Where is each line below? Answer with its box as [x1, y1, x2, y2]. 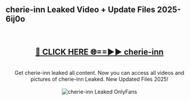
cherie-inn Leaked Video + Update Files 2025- [5, 5, 181, 15]
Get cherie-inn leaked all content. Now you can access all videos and [14, 69, 185, 76]
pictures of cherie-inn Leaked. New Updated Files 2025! [30, 75, 169, 83]
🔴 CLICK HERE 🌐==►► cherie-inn [35, 47, 164, 57]
